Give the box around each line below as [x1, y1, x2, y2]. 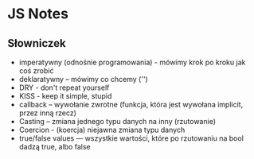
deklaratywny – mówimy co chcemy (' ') [18, 75, 148, 83]
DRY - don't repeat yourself [18, 83, 110, 92]
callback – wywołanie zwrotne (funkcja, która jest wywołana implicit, [18, 100, 244, 109]
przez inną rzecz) [18, 108, 77, 118]
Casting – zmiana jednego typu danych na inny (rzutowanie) [18, 117, 217, 126]
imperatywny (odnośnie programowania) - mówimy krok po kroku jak [18, 57, 246, 67]
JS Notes [7, 5, 69, 23]
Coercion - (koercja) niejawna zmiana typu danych [18, 125, 186, 134]
